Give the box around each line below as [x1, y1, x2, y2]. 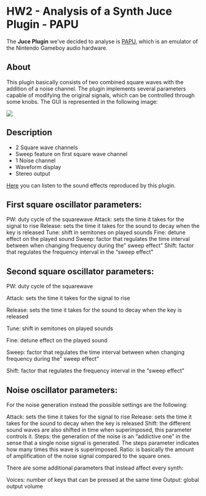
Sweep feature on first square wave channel [15, 150, 128, 157]
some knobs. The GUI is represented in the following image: [6, 98, 158, 105]
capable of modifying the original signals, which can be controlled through [6, 91, 195, 99]
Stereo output [15, 170, 50, 177]
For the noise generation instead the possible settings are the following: [6, 401, 188, 408]
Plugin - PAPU [6, 17, 79, 31]
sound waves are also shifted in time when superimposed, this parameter [6, 426, 192, 433]
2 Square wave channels [15, 143, 78, 151]
